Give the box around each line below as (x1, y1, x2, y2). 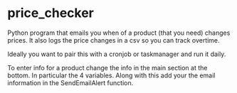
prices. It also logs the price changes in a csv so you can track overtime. (7, 35, 220, 44)
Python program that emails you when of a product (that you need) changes (7, 28, 231, 37)
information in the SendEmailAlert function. (7, 78, 134, 87)
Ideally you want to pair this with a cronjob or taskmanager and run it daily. (7, 50, 226, 58)
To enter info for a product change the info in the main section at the (7, 63, 208, 72)
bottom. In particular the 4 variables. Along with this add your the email (7, 71, 216, 80)
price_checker (7, 5, 95, 21)
